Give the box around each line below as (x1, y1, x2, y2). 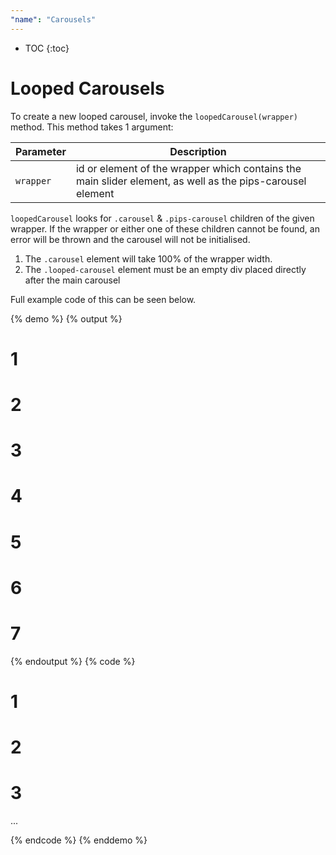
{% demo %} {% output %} (10, 312, 123, 325)
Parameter (15, 144, 67, 158)
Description (169, 144, 227, 158)
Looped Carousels (10, 77, 165, 100)
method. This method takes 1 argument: (10, 121, 174, 133)
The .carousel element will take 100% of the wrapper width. (24, 252, 273, 265)
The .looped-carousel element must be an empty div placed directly (24, 263, 307, 275)
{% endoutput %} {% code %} (10, 655, 136, 667)
